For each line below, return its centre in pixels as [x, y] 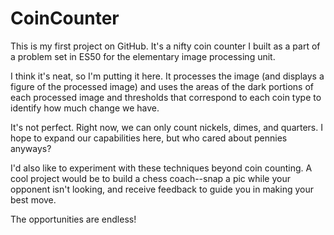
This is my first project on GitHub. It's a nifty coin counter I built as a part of [165, 46]
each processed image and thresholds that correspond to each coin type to [166, 97]
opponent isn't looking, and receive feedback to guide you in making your [162, 189]
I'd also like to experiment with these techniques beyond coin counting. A [161, 168]
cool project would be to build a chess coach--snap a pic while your [150, 178]
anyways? [31, 148]
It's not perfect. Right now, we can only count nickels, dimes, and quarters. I [166, 127]
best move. [33, 199]
